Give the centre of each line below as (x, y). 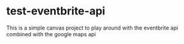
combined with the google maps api (51, 34)
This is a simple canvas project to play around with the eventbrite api (92, 28)
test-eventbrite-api (56, 11)
